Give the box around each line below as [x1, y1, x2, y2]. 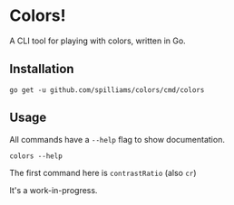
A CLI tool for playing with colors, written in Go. [9, 35, 186, 46]
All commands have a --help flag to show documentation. [9, 134, 225, 144]
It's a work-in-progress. [9, 184, 98, 195]
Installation [9, 61, 74, 77]
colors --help [9, 151, 63, 161]
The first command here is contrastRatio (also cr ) [9, 167, 197, 178]
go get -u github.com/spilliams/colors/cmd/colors [9, 85, 205, 95]
